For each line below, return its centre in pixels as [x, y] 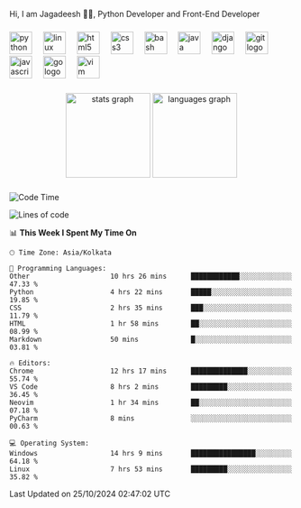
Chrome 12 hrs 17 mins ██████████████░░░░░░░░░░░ [151, 371]
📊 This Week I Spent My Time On [73, 232]
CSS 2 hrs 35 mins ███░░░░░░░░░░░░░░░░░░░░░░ [151, 308]
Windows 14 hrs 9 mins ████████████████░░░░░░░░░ [151, 453]
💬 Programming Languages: [58, 268]
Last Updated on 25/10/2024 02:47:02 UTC [90, 494]
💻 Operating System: [50, 443]
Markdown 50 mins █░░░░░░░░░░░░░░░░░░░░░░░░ [151, 339]
